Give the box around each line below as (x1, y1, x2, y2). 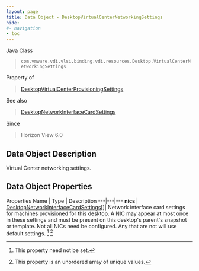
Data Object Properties (6, 181, 92, 192)
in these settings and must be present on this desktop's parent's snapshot (6, 216, 187, 223)
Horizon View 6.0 (20, 132, 63, 139)
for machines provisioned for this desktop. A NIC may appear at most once (6, 210, 189, 217)
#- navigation (6, 25, 41, 31)
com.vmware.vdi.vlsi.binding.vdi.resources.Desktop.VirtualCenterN (20, 59, 191, 65)
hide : (6, 20, 20, 25)
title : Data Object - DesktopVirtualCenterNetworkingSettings (6, 14, 163, 20)
